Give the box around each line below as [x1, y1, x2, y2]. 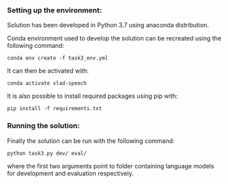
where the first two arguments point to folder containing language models [7, 161, 214, 170]
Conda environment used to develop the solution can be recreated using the [7, 34, 222, 42]
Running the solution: [7, 121, 80, 131]
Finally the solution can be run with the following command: [7, 136, 175, 145]
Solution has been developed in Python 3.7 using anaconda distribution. [7, 21, 210, 29]
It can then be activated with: [7, 67, 89, 75]
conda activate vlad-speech [7, 80, 87, 87]
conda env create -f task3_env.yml [7, 55, 109, 62]
